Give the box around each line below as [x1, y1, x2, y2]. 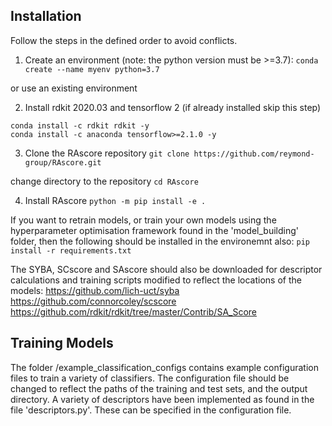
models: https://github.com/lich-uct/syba [10, 284, 180, 296]
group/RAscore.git [24, 157, 102, 168]
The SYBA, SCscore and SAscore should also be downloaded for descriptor [10, 263, 323, 275]
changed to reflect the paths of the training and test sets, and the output [10, 382, 308, 394]
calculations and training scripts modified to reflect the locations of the [10, 274, 302, 286]
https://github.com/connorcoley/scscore [10, 295, 177, 307]
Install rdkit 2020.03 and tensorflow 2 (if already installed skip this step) [24, 101, 322, 113]
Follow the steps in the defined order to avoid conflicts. [10, 34, 238, 46]
